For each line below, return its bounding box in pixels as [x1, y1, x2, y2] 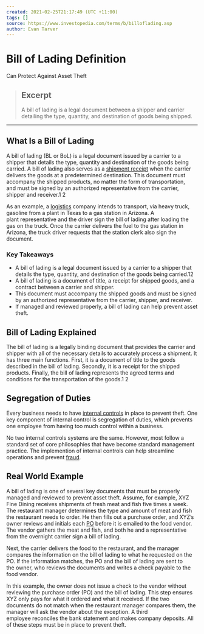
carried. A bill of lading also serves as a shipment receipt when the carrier [6, 165, 191, 172]
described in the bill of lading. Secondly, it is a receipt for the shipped [6, 362, 180, 370]
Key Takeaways [6, 250, 54, 259]
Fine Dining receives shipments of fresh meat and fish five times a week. [6, 500, 188, 507]
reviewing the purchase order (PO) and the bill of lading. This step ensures [6, 588, 193, 596]
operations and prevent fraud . [6, 453, 81, 460]
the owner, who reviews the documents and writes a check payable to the [6, 564, 191, 571]
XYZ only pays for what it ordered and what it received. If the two [6, 595, 170, 602]
